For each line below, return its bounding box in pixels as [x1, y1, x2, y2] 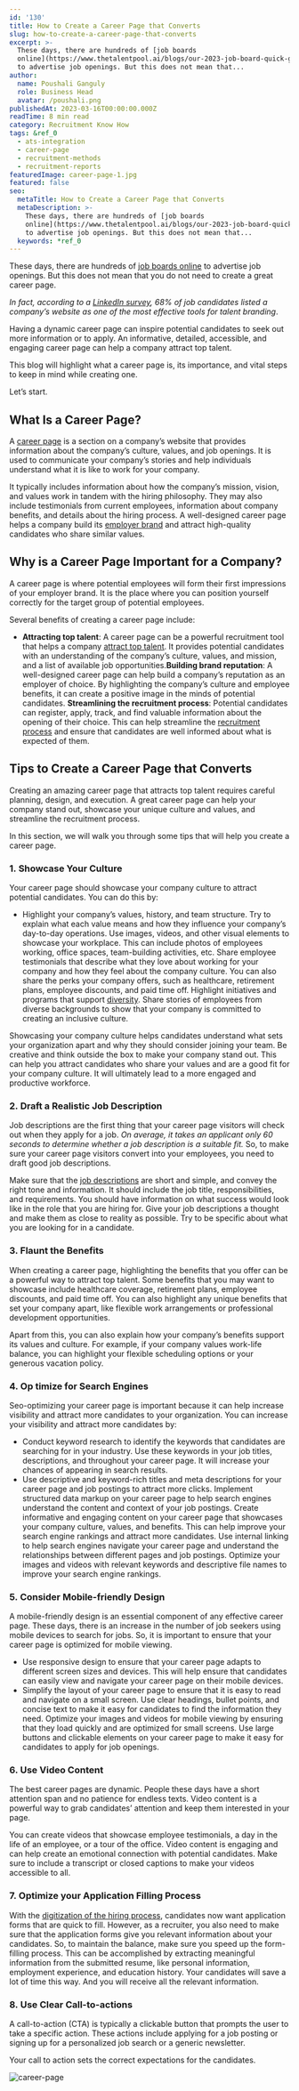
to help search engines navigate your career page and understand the [21, 1540, 279, 1551]
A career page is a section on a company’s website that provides [9, 436, 246, 447]
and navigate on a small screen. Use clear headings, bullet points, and [21, 1694, 279, 1705]
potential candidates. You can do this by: [9, 892, 158, 902]
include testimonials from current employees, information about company [9, 500, 279, 512]
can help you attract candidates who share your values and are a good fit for [9, 1058, 290, 1069]
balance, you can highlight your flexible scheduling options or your [9, 1348, 254, 1359]
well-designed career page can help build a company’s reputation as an [21, 669, 286, 680]
